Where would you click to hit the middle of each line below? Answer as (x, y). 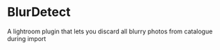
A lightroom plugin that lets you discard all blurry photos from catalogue (110, 31)
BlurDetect (39, 12)
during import (27, 38)
